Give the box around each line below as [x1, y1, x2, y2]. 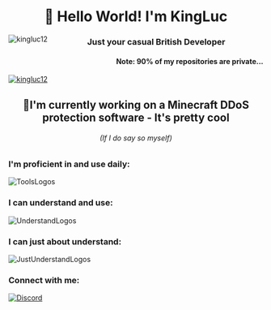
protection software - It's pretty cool [42, 110, 230, 124]
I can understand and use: [8, 197, 113, 209]
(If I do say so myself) [100, 133, 172, 143]
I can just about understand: [8, 235, 122, 247]
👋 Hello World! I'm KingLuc [44, 7, 228, 26]
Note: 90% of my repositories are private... [116, 56, 264, 66]
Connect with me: [8, 274, 80, 286]
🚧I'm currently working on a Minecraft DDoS [23, 97, 249, 112]
